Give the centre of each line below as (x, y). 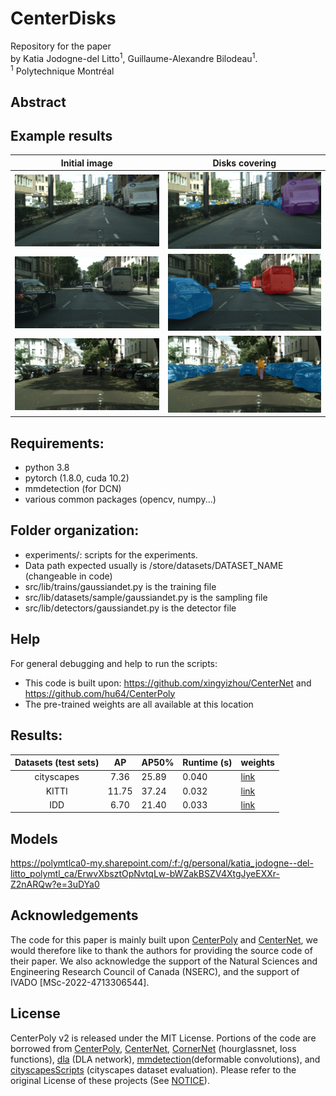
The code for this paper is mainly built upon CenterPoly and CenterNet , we (164, 939)
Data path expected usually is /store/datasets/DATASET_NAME (154, 565)
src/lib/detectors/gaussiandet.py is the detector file (130, 608)
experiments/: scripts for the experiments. (111, 554)
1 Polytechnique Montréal (62, 70)
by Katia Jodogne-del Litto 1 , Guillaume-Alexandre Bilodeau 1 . (134, 57)
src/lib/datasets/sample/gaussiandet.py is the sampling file (146, 597)
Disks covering (244, 163)
